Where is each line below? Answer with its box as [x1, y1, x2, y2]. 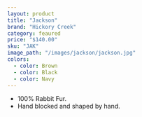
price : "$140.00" [7, 36, 58, 43]
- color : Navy [13, 75, 55, 83]
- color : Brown [13, 62, 58, 69]
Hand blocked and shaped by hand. [17, 102, 120, 111]
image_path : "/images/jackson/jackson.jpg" [7, 50, 136, 57]
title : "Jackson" [7, 17, 58, 24]
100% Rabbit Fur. [17, 95, 67, 103]
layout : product [7, 10, 55, 18]
